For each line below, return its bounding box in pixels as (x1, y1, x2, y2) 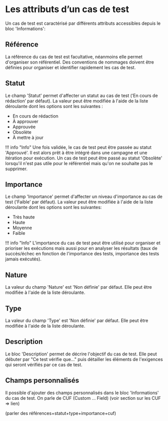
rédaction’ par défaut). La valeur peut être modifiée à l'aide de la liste (5, 97, 148, 104)
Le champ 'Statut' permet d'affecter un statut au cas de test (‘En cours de (5, 92, 158, 98)
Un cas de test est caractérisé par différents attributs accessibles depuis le (5, 20, 161, 26)
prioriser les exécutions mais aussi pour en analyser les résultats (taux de (5, 245, 157, 251)
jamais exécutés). (5, 256, 42, 262)
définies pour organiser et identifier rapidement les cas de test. (5, 64, 136, 70)
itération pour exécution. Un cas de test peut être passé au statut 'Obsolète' (5, 155, 162, 161)
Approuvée (12, 124, 36, 130)
